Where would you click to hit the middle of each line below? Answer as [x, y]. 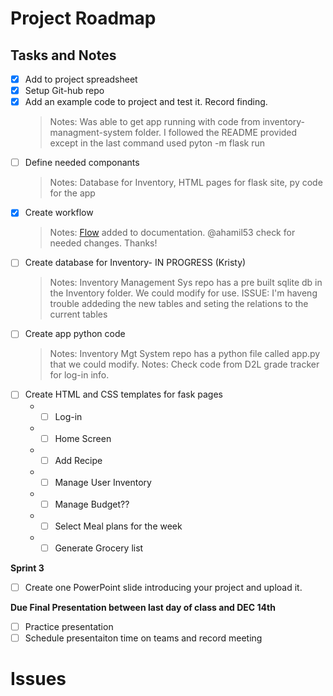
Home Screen [83, 438]
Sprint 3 [27, 568]
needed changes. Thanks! [103, 243]
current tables [78, 314]
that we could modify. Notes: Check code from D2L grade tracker [184, 364]
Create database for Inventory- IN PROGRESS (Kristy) [135, 263]
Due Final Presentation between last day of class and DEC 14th [143, 607]
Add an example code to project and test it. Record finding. [146, 102]
